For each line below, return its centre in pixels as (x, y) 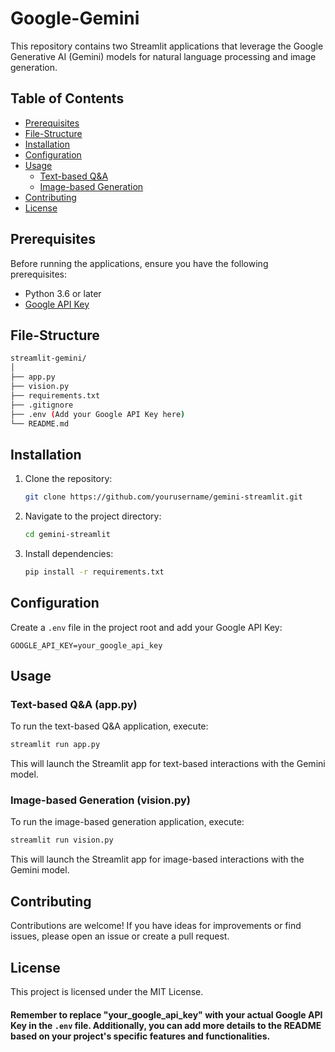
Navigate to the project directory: (93, 516)
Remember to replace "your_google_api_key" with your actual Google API (166, 1014)
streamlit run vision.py (62, 840)
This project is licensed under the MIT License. (107, 991)
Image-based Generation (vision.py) (100, 800)
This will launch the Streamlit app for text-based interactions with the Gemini (168, 764)
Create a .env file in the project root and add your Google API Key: (146, 627)
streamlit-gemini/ (48, 358)
